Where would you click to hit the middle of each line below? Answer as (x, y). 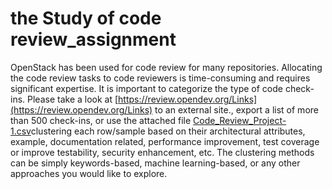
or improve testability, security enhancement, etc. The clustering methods (162, 152)
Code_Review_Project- (240, 120)
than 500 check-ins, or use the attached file (101, 120)
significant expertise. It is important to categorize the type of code (146, 88)
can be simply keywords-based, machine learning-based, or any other (155, 163)
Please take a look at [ (73, 99)
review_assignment (93, 39)
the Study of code (86, 18)
